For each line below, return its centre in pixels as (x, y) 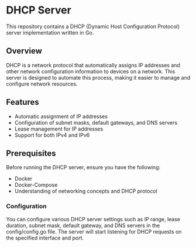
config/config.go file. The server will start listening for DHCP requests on (94, 231)
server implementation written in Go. (50, 32)
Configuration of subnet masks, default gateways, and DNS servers (96, 122)
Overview (24, 51)
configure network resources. (42, 84)
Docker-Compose (36, 185)
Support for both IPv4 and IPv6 (52, 135)
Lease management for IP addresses (59, 129)
